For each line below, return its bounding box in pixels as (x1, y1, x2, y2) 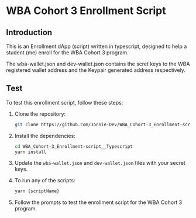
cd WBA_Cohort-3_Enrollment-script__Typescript (14, 143, 133, 150)
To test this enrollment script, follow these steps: (6, 99, 123, 106)
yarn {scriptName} (14, 188, 60, 194)
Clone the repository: (14, 110, 66, 117)
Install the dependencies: (14, 132, 76, 139)
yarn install (14, 149, 47, 155)
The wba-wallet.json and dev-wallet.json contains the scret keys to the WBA (6, 60, 190, 67)
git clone (14, 122, 39, 127)
